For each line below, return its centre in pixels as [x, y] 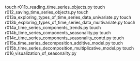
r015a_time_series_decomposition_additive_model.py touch [64, 43]
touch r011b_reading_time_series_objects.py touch [55, 7]
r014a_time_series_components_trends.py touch [53, 28]
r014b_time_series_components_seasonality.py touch [58, 33]
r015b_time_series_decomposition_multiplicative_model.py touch [70, 48]
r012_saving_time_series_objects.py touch [47, 12]
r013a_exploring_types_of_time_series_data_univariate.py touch [68, 17]
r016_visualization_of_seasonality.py [41, 53]
